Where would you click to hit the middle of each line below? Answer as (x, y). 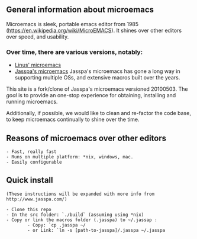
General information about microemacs (80, 10)
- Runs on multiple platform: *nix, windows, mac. (70, 157)
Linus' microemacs (38, 65)
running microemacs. (32, 102)
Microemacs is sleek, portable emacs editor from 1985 (72, 24)
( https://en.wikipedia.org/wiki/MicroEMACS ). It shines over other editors (94, 30)
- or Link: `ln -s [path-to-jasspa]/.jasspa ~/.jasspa (96, 230)
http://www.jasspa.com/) (37, 199)
